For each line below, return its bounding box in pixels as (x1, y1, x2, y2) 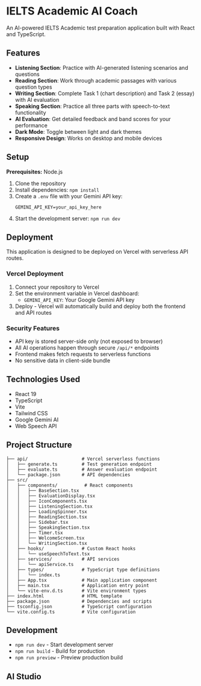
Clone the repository (14, 180, 66, 187)
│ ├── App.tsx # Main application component (6, 577, 158, 583)
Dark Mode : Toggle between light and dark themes (14, 128, 142, 135)
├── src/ (6, 477, 28, 483)
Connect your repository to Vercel (14, 283, 99, 291)
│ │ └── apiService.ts (6, 561, 74, 567)
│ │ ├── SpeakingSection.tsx (6, 524, 90, 530)
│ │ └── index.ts (6, 571, 61, 578)
